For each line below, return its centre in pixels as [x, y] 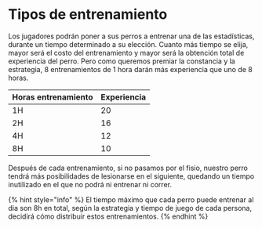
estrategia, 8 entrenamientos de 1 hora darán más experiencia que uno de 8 [130, 69]
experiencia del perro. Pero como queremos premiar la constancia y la [122, 61]
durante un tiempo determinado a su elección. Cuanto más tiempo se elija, [128, 44]
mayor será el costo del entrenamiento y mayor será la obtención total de [126, 52]
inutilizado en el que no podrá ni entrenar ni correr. [90, 184]
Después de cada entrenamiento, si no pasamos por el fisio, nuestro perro [128, 168]
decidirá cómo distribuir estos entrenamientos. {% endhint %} [108, 216]
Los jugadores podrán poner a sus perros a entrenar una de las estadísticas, [131, 36]
